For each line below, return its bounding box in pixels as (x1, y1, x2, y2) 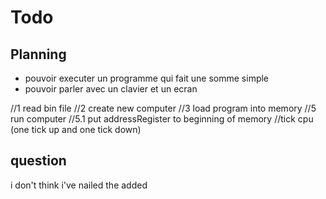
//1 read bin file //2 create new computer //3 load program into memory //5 (10, 102, 317, 114)
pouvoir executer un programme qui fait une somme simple (24, 72, 270, 84)
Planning (10, 46, 67, 63)
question (10, 152, 67, 170)
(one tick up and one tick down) (10, 124, 142, 135)
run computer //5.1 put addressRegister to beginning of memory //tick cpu (10, 113, 314, 125)
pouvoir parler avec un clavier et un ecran (24, 83, 198, 95)
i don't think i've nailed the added (10, 179, 148, 191)
